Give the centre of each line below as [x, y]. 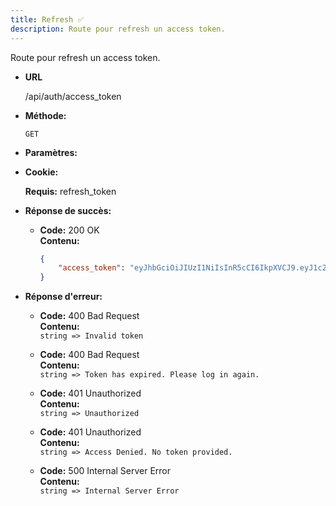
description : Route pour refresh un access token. [118, 29]
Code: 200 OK [69, 230]
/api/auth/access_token [73, 96]
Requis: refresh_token [70, 191]
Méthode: [45, 115]
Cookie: [41, 172]
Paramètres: [51, 152]
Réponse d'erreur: [63, 297]
